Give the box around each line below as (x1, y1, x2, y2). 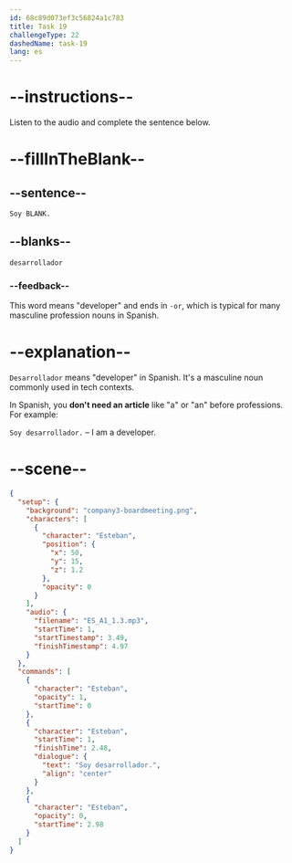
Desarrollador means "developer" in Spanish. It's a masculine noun (9, 372, 264, 384)
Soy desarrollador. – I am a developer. (9, 426, 157, 438)
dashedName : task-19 (9, 38, 89, 48)
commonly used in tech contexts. (9, 382, 135, 393)
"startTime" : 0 (33, 700, 92, 710)
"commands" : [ (17, 668, 71, 677)
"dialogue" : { (33, 752, 89, 762)
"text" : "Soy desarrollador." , (42, 761, 162, 770)
